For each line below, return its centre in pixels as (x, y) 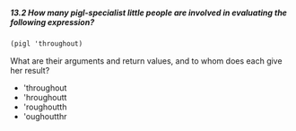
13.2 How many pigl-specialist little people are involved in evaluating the (149, 13)
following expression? (52, 22)
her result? (30, 70)
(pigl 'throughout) (47, 44)
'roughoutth (45, 107)
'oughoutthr (45, 116)
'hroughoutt (45, 97)
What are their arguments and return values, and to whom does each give (146, 61)
